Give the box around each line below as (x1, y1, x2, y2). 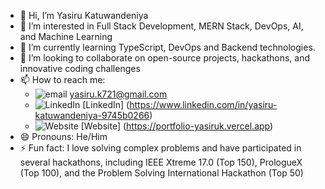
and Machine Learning (19, 31, 113, 42)
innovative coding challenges (19, 63, 141, 74)
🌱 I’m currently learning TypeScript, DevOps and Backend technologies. (19, 41, 316, 53)
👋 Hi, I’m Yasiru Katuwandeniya (19, 10, 149, 21)
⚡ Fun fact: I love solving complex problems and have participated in (19, 142, 302, 154)
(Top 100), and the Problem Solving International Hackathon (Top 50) (19, 167, 304, 179)
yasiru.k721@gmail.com (69, 88, 168, 100)
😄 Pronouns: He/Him (19, 131, 108, 142)
